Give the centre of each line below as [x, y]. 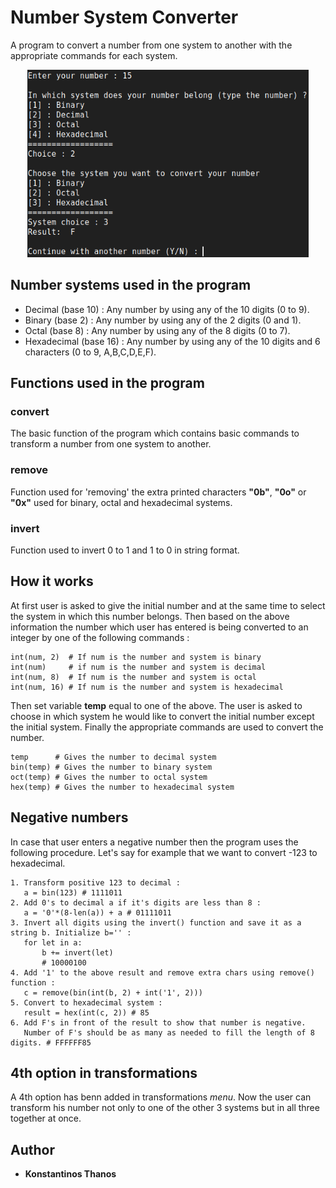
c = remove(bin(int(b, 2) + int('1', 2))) [113, 992]
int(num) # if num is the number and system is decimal [138, 667]
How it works [52, 581]
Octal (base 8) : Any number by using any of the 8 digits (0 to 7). [157, 330]
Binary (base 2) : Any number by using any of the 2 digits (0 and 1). [163, 320]
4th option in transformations [104, 1073]
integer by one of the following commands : [100, 637]
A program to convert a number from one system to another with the [151, 45]
